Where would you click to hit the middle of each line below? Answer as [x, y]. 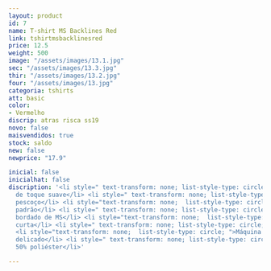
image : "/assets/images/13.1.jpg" [67, 61]
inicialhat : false [39, 180]
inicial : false [34, 172]
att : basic [27, 98]
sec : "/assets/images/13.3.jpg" [63, 68]
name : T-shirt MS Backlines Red [63, 31]
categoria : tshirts [41, 90]
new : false [27, 150]
